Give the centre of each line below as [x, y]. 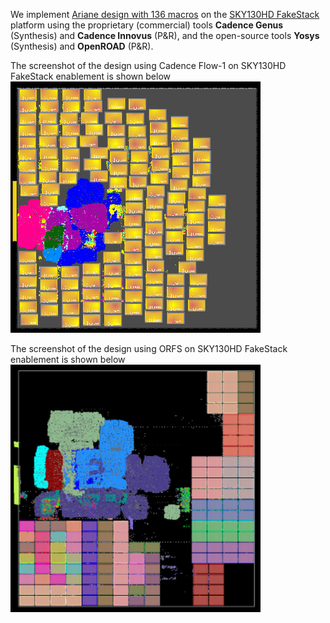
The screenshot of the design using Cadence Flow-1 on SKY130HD [148, 65]
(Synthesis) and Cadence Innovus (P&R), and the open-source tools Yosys [165, 35]
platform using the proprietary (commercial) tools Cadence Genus [147, 25]
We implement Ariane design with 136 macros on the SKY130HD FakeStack [165, 14]
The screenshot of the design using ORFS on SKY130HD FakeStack [149, 348]
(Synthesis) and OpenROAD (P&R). [82, 46]
